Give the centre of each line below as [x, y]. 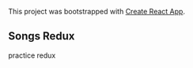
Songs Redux [42, 36]
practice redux [32, 55]
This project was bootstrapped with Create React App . [97, 11]
